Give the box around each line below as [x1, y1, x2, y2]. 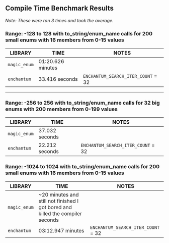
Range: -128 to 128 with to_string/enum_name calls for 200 [5, 30, 153, 37]
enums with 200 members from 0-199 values [5, 106, 118, 113]
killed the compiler [38, 210, 82, 217]
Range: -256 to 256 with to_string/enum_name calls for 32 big [5, 100, 160, 107]
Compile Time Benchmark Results [5, 4, 114, 13]
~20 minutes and [38, 191, 79, 198]
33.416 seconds [38, 76, 78, 83]
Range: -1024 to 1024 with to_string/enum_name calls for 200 [5, 163, 160, 170]
